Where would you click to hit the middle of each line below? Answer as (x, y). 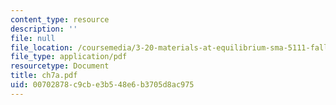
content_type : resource (60, 19)
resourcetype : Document (60, 66)
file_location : (42, 47)
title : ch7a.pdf (44, 76)
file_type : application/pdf (69, 57)
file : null (33, 38)
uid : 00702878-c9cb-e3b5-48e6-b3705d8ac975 (102, 85)
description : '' (44, 29)
